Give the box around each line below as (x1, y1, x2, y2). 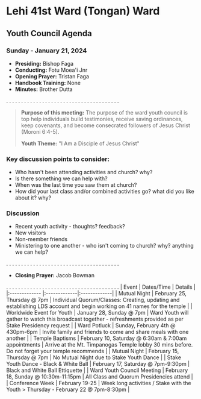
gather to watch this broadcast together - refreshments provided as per (6, 315, 184, 323)
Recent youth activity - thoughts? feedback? (14, 223, 125, 230)
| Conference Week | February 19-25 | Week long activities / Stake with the (6, 380, 191, 387)
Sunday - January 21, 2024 (6, 46, 87, 55)
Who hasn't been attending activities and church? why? (14, 169, 153, 176)
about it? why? (14, 194, 52, 201)
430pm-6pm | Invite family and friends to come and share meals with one (6, 328, 189, 336)
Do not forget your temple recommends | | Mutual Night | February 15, (6, 348, 179, 355)
